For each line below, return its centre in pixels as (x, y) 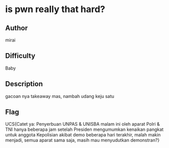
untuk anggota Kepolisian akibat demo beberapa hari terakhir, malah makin (83, 135)
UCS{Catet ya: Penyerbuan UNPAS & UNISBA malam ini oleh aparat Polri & (82, 124)
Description (24, 84)
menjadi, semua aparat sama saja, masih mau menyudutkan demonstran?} (82, 140)
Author (16, 28)
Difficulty (20, 56)
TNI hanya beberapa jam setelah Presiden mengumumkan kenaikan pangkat (84, 129)
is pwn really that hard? (55, 9)
